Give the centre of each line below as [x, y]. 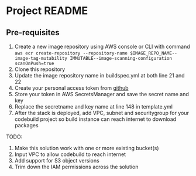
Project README [47, 11]
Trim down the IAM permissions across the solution [76, 167]
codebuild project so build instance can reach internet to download [95, 119]
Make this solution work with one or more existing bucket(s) [87, 148]
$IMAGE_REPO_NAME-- [153, 53]
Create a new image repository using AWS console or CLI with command [102, 46]
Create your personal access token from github [71, 88]
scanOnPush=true [34, 63]
